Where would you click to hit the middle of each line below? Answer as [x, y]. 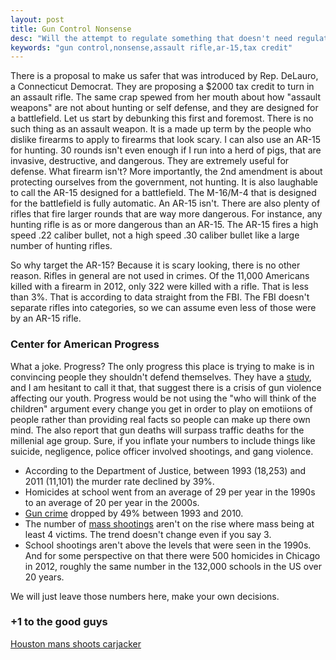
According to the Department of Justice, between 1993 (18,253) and [165, 470]
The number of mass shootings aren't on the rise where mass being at [169, 523]
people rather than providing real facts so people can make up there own [160, 419]
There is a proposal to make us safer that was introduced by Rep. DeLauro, [164, 76]
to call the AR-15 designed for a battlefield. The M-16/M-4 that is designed [163, 193]
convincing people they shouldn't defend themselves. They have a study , [161, 377]
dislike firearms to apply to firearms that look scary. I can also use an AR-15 [166, 140]
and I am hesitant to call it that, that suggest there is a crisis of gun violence [166, 387]
